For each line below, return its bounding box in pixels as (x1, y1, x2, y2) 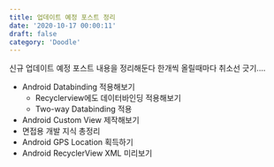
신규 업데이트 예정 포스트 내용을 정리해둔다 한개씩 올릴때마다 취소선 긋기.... (9, 63, 266, 73)
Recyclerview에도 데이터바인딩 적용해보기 (34, 93, 181, 103)
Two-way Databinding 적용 (34, 103, 133, 115)
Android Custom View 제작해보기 (21, 115, 140, 125)
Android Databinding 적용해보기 (21, 81, 135, 93)
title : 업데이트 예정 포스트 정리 (9, 12, 116, 22)
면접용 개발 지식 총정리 (21, 125, 101, 137)
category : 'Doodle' (9, 37, 81, 47)
